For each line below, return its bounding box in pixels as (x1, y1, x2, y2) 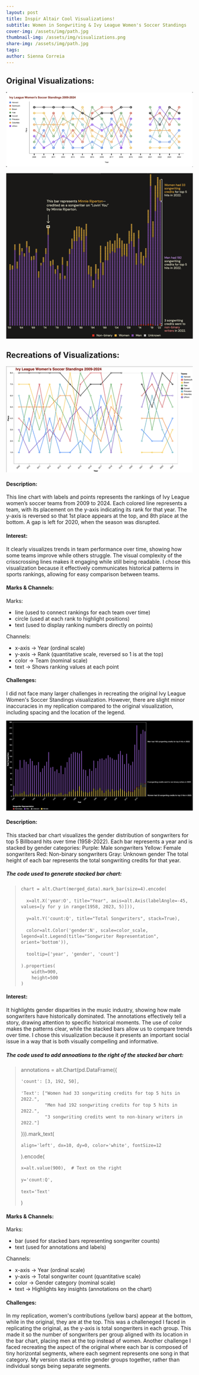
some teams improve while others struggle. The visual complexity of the (6, 551, 182, 559)
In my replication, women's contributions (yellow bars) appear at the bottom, (6, 1312, 193, 1319)
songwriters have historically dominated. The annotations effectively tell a (6, 1013, 187, 1020)
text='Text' (20, 1189, 50, 1195)
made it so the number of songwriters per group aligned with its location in (6, 1331, 188, 1338)
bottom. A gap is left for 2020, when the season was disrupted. (6, 519, 161, 526)
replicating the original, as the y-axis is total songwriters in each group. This (6, 1325, 191, 1332)
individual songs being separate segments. (6, 1363, 111, 1370)
